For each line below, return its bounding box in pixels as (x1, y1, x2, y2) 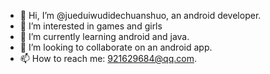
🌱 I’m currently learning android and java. (19, 31, 190, 42)
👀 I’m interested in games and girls (19, 20, 163, 32)
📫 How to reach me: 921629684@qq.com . (19, 53, 197, 64)
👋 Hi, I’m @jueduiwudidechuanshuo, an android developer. (19, 10, 262, 21)
